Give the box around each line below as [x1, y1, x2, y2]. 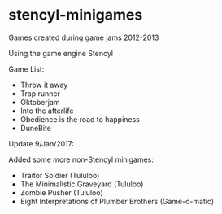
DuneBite [20, 123, 51, 133]
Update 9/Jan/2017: [8, 138, 75, 148]
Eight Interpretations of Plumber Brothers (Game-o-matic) [20, 196, 215, 206]
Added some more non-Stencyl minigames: [8, 155, 155, 164]
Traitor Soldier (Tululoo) [20, 170, 100, 180]
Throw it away [20, 80, 68, 90]
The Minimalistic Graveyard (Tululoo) [20, 179, 144, 189]
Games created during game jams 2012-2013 [8, 33, 159, 42]
